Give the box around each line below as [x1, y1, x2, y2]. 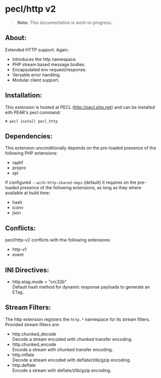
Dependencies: [5, 132, 53, 140]
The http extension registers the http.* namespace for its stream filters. [5, 316, 151, 322]
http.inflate [12, 352, 34, 357]
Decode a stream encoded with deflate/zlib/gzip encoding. [12, 357, 131, 363]
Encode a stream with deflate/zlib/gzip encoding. [12, 367, 112, 373]
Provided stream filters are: [5, 321, 60, 327]
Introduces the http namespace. [12, 56, 77, 62]
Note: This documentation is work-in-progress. [17, 20, 113, 25]
